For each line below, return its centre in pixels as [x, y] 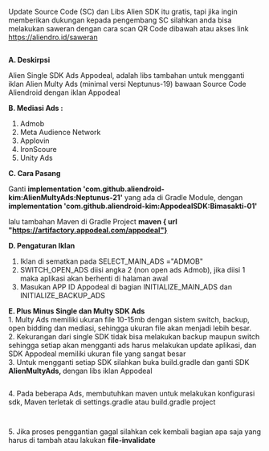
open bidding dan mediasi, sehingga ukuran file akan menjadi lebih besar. [130, 328]
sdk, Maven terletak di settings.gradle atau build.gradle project [112, 402]
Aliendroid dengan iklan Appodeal [64, 92]
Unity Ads [37, 158]
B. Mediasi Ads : [36, 108]
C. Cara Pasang [35, 173]
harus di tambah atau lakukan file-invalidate [82, 440]
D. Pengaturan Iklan [42, 246]
